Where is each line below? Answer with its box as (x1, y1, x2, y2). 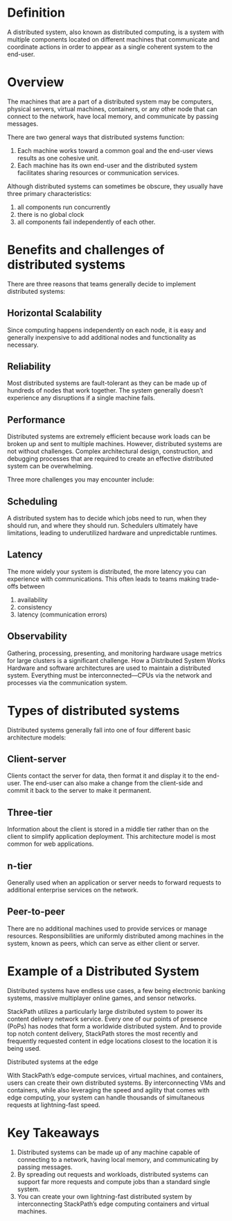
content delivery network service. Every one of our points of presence (7, 1015, 208, 1023)
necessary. (7, 341, 39, 349)
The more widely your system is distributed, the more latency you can (7, 567, 206, 575)
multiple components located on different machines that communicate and (7, 35, 220, 43)
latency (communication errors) (17, 610, 107, 618)
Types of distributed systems (7, 703, 180, 719)
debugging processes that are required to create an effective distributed (7, 454, 213, 463)
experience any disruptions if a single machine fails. (7, 394, 156, 402)
